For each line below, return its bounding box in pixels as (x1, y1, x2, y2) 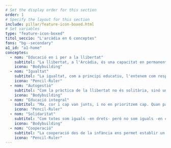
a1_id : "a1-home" (5, 45, 42, 50)
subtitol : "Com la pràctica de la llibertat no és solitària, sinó (14, 87, 160, 93)
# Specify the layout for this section (5, 17, 90, 22)
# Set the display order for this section (5, 7, 97, 13)
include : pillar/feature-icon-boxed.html (5, 21, 95, 27)
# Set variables (5, 26, 40, 32)
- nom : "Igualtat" (10, 69, 49, 74)
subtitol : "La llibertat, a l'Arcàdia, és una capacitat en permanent (14, 60, 167, 65)
